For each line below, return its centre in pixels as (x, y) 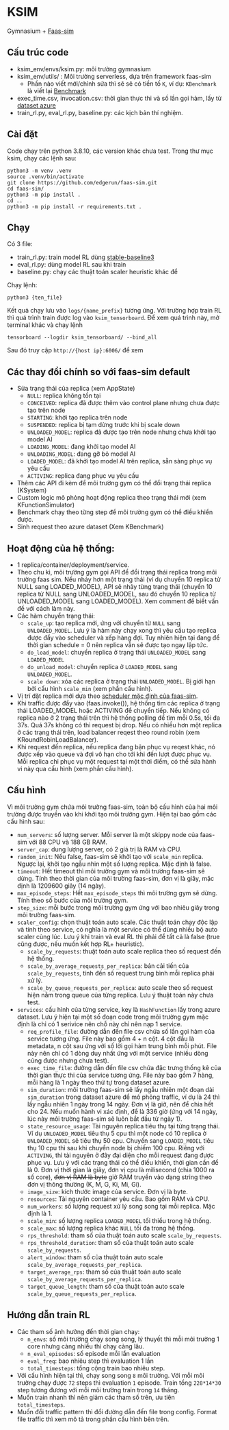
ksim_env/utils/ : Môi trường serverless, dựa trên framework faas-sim (114, 76)
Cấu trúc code (38, 52)
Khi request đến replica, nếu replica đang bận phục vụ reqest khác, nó (116, 747)
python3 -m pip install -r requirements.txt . (75, 206)
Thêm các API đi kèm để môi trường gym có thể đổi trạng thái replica (114, 483)
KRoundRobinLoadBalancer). (57, 740)
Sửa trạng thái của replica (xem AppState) (76, 389)
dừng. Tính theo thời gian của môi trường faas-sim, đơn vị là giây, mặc (116, 878)
